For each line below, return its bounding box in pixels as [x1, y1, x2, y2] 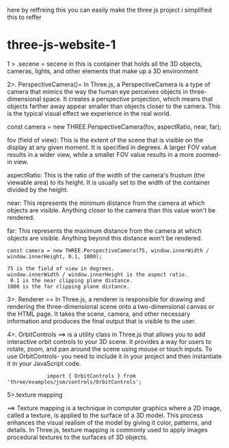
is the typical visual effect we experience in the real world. [7, 109, 172, 117]
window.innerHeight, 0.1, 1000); [7, 253, 103, 260]
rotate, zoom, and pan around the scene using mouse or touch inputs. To [7, 345, 213, 353]
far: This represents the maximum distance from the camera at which [7, 226, 202, 235]
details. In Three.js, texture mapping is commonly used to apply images [7, 425, 208, 434]
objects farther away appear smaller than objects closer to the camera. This [7, 102, 221, 110]
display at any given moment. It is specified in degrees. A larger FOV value [7, 143, 217, 151]
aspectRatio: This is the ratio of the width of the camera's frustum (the [7, 171, 205, 179]
